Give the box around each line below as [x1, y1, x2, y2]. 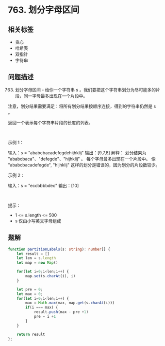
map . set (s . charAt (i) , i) [25, 273, 76, 278]
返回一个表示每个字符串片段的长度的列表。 [8, 120, 93, 126]
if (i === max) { [25, 305, 58, 310]
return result [16, 332, 45, 337]
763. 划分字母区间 [8, 4, 80, 16]
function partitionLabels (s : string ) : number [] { [8, 247, 111, 252]
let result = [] [16, 251, 50, 256]
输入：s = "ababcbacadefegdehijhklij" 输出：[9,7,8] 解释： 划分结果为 [8, 149, 147, 156]
